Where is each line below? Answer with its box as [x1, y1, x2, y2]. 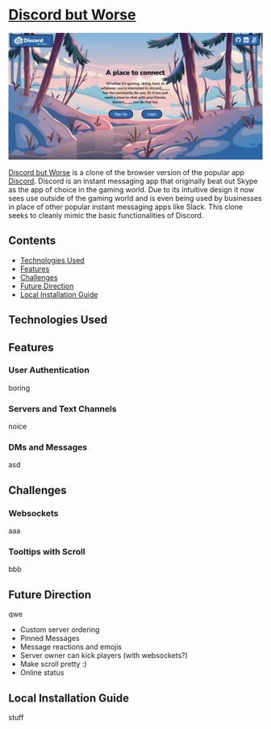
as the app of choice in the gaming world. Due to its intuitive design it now [8, 184, 255, 195]
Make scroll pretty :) [19, 660, 87, 669]
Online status [19, 668, 65, 677]
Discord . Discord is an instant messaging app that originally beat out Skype [8, 176, 258, 186]
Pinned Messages [19, 634, 80, 643]
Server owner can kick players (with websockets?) [19, 651, 188, 660]
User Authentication [8, 365, 90, 376]
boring [8, 383, 31, 392]
